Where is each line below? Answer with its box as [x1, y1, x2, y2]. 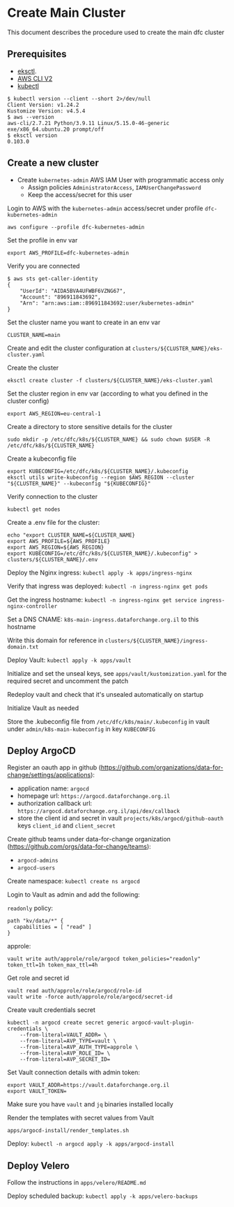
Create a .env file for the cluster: [7, 518, 100, 526]
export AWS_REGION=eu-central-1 [7, 410, 101, 417]
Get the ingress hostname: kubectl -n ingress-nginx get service [7, 595, 197, 604]
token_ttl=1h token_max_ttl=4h [7, 962, 98, 969]
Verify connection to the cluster [7, 492, 98, 500]
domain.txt [7, 643, 39, 651]
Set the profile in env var [7, 236, 78, 244]
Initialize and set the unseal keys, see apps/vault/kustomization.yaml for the [7, 669, 227, 677]
